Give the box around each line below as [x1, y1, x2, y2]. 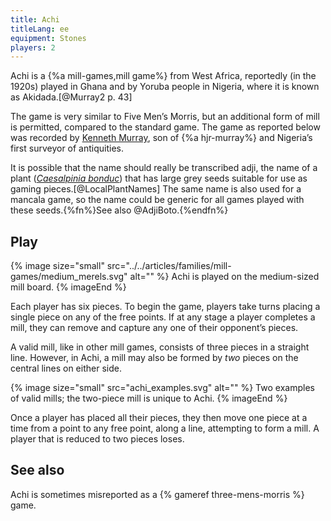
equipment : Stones [10, 33, 87, 43]
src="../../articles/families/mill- [106, 260, 232, 272]
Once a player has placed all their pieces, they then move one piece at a [10, 412, 308, 424]
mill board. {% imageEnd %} [10, 281, 127, 293]
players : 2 [10, 42, 56, 53]
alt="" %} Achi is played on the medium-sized [129, 271, 320, 283]
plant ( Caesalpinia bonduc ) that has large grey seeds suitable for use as [10, 172, 308, 185]
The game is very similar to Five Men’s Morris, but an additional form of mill [10, 111, 320, 123]
